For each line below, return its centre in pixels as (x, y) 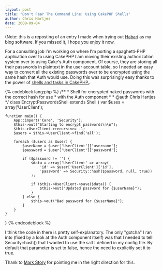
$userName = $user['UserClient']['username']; (70, 146)
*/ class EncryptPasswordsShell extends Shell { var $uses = (65, 102)
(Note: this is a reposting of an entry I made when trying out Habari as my (78, 37)
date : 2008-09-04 (22, 23)
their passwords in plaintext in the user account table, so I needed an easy (79, 67)
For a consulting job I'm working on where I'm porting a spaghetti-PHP (75, 51)
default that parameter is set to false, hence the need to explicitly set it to (78, 248)
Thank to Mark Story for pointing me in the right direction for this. (70, 262)
